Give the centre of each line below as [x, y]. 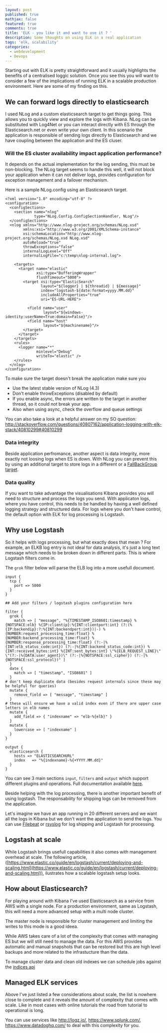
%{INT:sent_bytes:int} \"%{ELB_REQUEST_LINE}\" [111, 651]
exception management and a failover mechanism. [57, 180]
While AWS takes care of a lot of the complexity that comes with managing [82, 936]
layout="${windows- [63, 312]
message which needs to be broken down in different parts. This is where [80, 552]
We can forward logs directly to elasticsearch [77, 102]
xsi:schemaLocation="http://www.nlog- [63, 234]
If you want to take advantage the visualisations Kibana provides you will [80, 493]
